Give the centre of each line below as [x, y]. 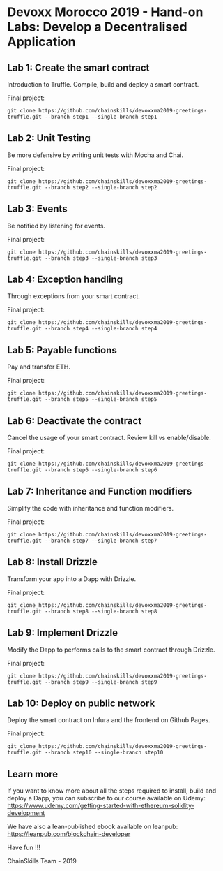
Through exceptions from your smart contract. [74, 296]
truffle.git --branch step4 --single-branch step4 [82, 329]
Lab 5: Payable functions [62, 350]
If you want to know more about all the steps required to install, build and [112, 791]
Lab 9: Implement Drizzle [63, 633]
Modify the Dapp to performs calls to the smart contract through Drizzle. [111, 650]
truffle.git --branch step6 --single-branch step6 [82, 470]
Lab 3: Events [37, 209]
